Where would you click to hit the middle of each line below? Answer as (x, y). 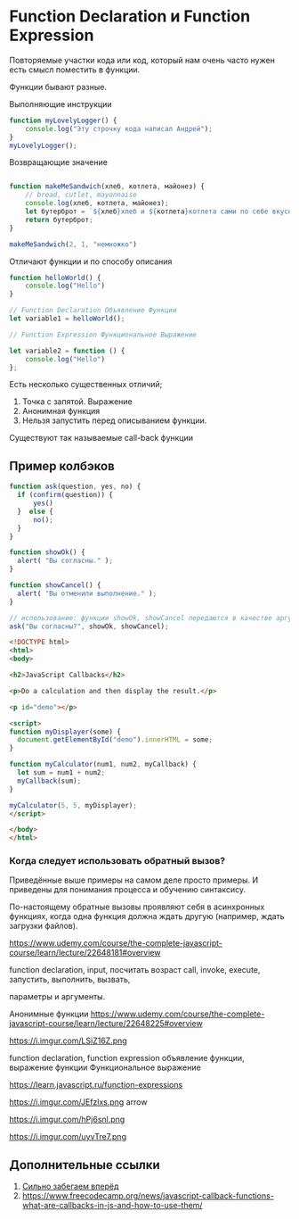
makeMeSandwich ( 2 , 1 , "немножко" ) (73, 244)
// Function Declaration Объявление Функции (93, 311)
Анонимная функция (61, 411)
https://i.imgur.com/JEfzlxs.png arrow (78, 1102)
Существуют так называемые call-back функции (101, 438)
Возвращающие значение (59, 162)
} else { (35, 511)
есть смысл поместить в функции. (75, 70)
